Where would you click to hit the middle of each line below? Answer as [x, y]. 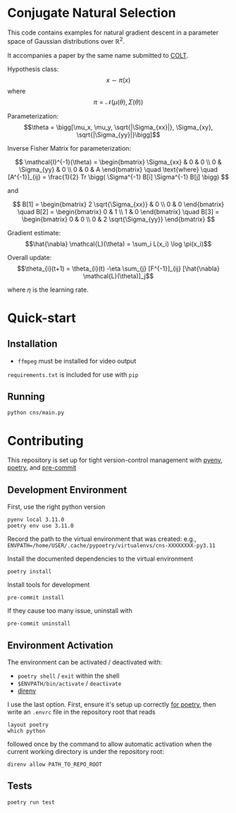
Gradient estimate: [34, 232]
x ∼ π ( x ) [118, 80]
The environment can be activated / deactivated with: [85, 662]
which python [26, 731]
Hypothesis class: [33, 69]
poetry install [30, 572]
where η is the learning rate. [48, 290]
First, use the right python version [56, 507]
